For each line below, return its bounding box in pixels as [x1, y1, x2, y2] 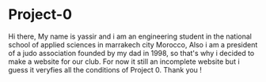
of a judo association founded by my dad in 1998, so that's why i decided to [8, 48, 255, 58]
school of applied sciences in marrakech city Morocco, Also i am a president [8, 39, 258, 49]
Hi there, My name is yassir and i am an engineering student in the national [8, 32, 252, 41]
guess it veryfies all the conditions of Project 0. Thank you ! [8, 65, 202, 74]
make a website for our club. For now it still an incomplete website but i [8, 57, 240, 66]
